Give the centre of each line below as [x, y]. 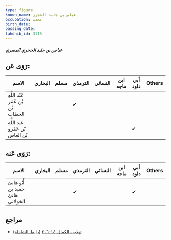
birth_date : [18, 24]
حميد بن [17, 189]
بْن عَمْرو [17, 129]
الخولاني [17, 201]
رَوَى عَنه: [18, 153]
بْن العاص [18, 135]
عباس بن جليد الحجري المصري [34, 50]
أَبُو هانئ [16, 183]
